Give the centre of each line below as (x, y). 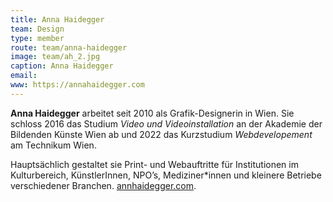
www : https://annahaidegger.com (77, 85)
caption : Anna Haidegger (62, 66)
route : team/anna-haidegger (69, 47)
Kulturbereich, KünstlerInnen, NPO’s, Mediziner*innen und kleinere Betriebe (166, 175)
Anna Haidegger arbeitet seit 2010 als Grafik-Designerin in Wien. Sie (152, 113)
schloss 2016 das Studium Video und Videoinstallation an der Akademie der (166, 123)
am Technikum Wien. (53, 145)
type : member (37, 38)
